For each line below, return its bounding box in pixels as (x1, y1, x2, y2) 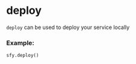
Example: (6, 39, 34, 47)
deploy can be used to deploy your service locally (6, 24, 130, 31)
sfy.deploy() (6, 53, 39, 59)
